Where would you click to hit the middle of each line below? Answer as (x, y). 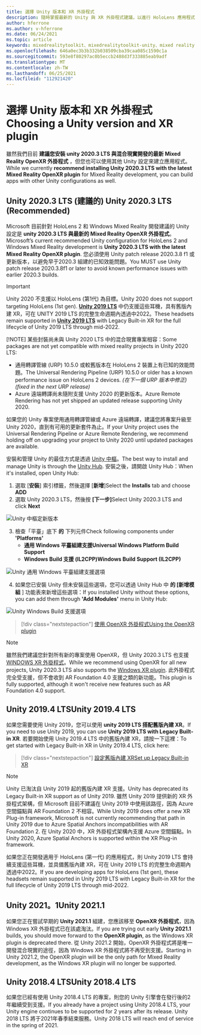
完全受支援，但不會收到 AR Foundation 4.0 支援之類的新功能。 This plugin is (99, 677)
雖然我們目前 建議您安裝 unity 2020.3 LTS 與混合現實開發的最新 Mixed (94, 154)
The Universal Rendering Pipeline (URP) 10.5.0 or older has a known (109, 372)
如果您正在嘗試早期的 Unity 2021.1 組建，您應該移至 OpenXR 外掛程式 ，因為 (100, 921)
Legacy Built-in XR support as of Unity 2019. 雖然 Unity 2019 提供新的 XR (96, 796)
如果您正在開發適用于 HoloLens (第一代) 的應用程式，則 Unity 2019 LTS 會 (97, 856)
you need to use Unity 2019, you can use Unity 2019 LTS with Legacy (92, 731)
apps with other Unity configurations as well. (61, 181)
